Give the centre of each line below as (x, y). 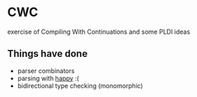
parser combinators (46, 70)
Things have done (47, 54)
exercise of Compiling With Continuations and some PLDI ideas (99, 32)
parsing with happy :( (48, 78)
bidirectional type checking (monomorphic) (80, 86)
